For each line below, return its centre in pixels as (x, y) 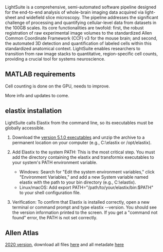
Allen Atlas (22, 233)
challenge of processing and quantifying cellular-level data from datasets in (81, 22)
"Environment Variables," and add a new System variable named (84, 177)
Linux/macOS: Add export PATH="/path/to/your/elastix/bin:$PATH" (86, 187)
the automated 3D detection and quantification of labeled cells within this (78, 43)
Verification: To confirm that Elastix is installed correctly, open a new (81, 202)
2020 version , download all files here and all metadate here (64, 245)
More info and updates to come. (37, 95)
